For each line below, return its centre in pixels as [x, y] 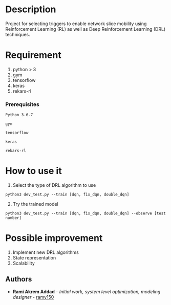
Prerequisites [22, 104]
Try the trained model [36, 204]
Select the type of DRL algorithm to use [54, 185]
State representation [34, 258]
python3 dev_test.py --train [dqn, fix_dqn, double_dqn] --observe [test [86, 213]
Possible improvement [54, 238]
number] [14, 218]
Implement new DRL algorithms [46, 252]
